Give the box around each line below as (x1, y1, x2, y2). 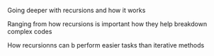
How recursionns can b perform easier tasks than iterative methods (7, 41, 205, 49)
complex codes (7, 28, 52, 35)
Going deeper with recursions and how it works (7, 6, 146, 14)
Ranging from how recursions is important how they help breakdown (7, 20, 208, 28)
